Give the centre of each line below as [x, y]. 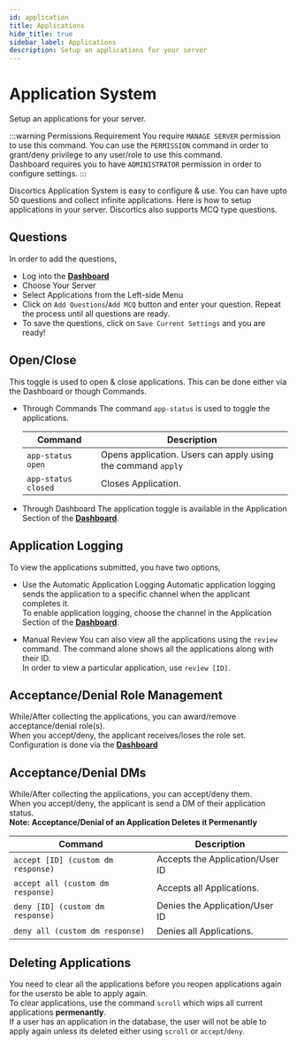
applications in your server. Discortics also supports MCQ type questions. [143, 210]
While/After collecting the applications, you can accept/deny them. [131, 794]
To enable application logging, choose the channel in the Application [147, 612]
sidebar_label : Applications [63, 42]
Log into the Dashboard [65, 276]
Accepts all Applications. [207, 888]
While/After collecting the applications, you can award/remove [123, 717]
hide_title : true [41, 34]
